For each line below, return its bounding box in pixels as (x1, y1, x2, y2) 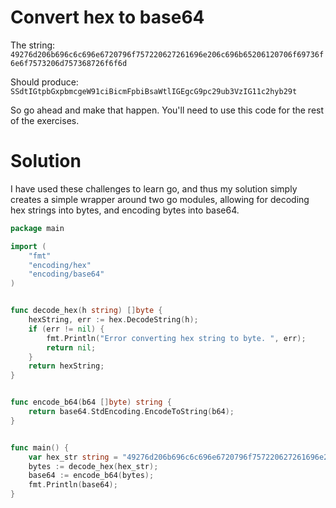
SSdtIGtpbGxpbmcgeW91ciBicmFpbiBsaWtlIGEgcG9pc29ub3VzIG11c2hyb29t (10, 86, 298, 96)
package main (10, 223, 65, 233)
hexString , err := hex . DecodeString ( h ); (28, 315, 199, 325)
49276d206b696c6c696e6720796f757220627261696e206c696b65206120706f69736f (10, 49, 325, 60)
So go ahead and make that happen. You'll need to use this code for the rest (10, 104, 325, 116)
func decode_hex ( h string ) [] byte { (10, 306, 163, 316)
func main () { (10, 442, 70, 453)
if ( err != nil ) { (28, 324, 105, 334)
